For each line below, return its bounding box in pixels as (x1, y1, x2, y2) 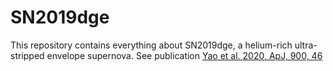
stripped (10, 49, 45, 61)
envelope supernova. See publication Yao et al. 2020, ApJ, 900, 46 (46, 49, 323, 61)
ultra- (294, 39, 318, 51)
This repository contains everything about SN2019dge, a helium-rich (10, 39, 293, 51)
